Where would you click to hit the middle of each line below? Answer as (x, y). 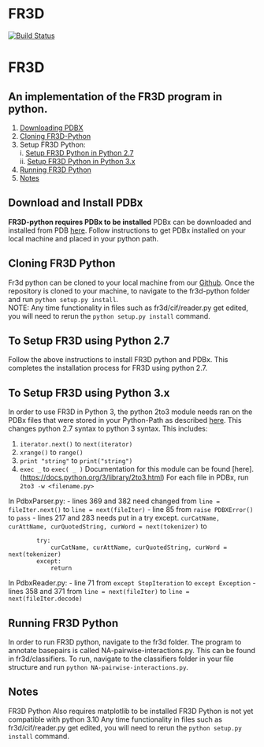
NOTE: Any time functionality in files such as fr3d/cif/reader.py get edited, (128, 308)
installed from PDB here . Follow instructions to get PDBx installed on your (127, 230)
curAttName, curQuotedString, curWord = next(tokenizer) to (108, 526)
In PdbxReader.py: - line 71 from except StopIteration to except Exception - (132, 583)
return (61, 569)
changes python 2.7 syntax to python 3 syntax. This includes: (108, 429)
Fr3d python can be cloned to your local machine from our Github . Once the (131, 282)
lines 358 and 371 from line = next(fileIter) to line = (99, 592)
